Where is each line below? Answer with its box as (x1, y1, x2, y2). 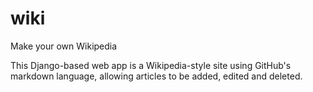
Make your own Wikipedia (10, 40, 118, 52)
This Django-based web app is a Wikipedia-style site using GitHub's (10, 59, 292, 71)
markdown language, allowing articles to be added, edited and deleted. (10, 70, 303, 82)
